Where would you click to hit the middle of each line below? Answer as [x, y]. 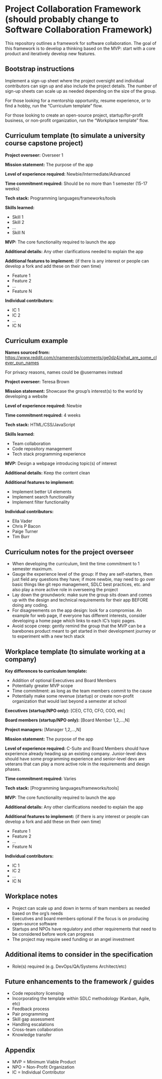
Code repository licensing [38, 993]
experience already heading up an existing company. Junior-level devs [76, 754]
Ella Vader [22, 521]
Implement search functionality [43, 497]
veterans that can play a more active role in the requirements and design [77, 764]
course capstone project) [44, 143]
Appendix [20, 1050]
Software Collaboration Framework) [79, 30]
